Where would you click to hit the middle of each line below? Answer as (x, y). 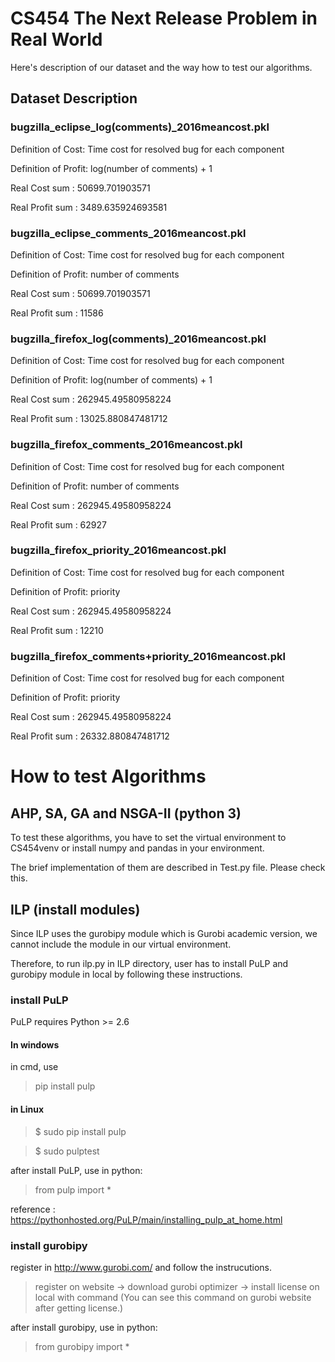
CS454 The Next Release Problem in (164, 18)
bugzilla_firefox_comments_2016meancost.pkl (126, 445)
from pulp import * (73, 1189)
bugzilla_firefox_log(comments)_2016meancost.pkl (138, 339)
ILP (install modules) (75, 909)
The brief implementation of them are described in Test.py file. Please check (168, 868)
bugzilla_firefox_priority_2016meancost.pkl (118, 550)
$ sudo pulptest (67, 1151)
